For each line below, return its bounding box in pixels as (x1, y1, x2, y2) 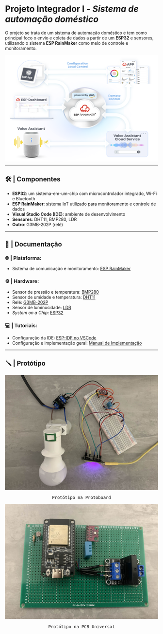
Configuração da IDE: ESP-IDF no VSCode (12, 335, 97, 341)
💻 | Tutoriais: (5, 322, 38, 329)
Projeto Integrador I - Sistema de (5, 3, 139, 15)
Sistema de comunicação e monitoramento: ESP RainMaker (12, 266, 131, 272)
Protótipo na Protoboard (52, 494, 111, 500)
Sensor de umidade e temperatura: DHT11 (12, 294, 96, 300)
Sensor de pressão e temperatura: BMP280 (12, 289, 99, 295)
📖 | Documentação (5, 240, 62, 248)
